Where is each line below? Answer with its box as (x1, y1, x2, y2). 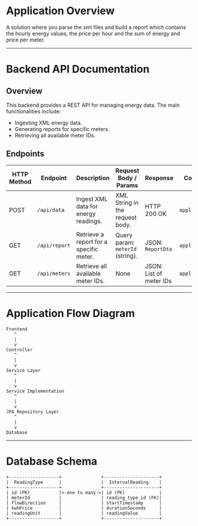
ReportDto (144, 246, 173, 252)
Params (116, 181, 138, 190)
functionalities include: (6, 107, 61, 115)
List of (144, 269, 163, 277)
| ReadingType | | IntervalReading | (6, 479, 162, 485)
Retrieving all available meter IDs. (14, 132, 96, 139)
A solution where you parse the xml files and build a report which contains (6, 24, 187, 31)
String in (115, 198, 139, 207)
